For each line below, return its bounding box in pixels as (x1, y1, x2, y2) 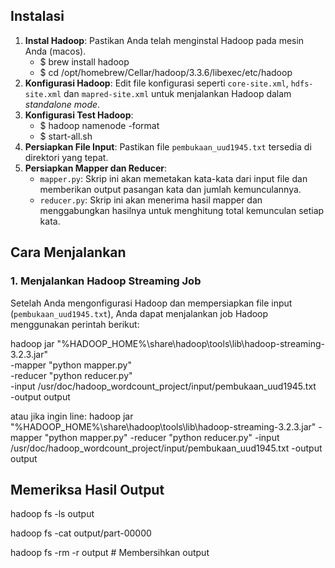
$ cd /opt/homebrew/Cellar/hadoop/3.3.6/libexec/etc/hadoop (39, 66, 293, 78)
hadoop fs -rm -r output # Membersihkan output (10, 547, 210, 559)
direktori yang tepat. (24, 151, 109, 163)
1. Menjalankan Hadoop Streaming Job (10, 274, 202, 288)
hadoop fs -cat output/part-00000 (10, 527, 152, 539)
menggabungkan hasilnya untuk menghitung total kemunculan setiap (39, 204, 325, 216)
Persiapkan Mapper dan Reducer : (24, 162, 168, 174)
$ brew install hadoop (39, 55, 130, 68)
